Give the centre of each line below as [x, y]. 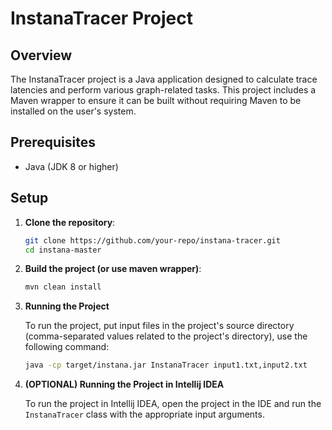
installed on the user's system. [73, 111]
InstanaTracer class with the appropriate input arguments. [144, 414]
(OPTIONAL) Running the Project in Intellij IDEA [124, 384]
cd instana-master [63, 250]
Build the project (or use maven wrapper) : [113, 269]
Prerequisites [53, 142]
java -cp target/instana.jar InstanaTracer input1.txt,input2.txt [166, 365]
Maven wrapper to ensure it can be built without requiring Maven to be [156, 100]
